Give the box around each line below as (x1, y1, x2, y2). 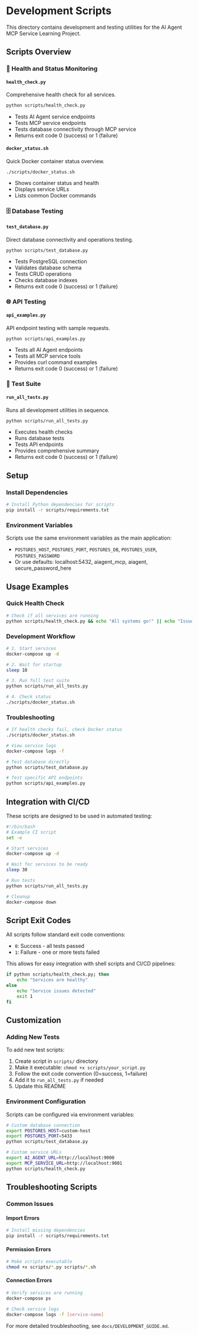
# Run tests (6, 878, 35, 884)
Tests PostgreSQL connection (14, 258, 87, 265)
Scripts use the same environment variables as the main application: (6, 534, 172, 541)
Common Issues (6, 1199, 54, 1208)
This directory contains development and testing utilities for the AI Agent (6, 24, 183, 31)
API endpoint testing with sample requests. (6, 324, 110, 331)
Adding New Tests (6, 1033, 60, 1041)
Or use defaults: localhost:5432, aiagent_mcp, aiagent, (14, 559, 148, 566)
